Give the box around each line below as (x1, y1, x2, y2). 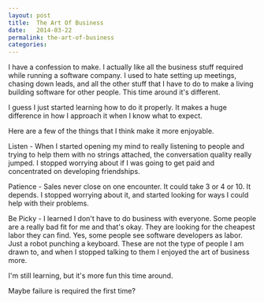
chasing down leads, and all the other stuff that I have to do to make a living (8, 79, 254, 89)
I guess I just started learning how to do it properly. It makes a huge (8, 103, 227, 113)
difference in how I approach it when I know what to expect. (8, 111, 203, 120)
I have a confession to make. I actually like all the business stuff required (8, 62, 244, 72)
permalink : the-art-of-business (8, 33, 114, 42)
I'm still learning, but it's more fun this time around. (8, 271, 173, 280)
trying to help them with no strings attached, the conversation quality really (8, 150, 252, 160)
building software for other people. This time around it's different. (8, 87, 221, 97)
